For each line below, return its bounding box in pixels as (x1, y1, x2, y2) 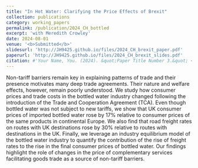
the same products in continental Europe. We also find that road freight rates (6, 117, 192, 125)
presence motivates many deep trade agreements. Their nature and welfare (6, 80, 190, 87)
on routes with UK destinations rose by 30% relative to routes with (6, 124, 167, 131)
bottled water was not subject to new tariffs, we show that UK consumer (6, 105, 181, 112)
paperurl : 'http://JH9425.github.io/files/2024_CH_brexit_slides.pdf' (6, 52, 183, 58)
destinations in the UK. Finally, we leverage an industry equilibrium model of (6, 130, 190, 137)
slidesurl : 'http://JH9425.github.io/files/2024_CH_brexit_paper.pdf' (6, 47, 183, 53)
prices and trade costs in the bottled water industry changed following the (6, 92, 186, 100)
